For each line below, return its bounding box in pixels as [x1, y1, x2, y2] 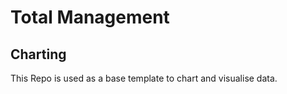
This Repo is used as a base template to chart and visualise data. [10, 72, 278, 84]
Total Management [10, 6, 170, 29]
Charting [10, 46, 67, 63]
